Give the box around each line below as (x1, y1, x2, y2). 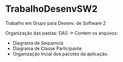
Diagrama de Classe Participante (12, 45, 82, 51)
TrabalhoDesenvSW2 (5, 3, 98, 15)
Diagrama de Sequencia (12, 39, 64, 46)
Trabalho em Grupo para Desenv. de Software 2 (5, 20, 106, 26)
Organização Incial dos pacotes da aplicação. (12, 51, 109, 57)
